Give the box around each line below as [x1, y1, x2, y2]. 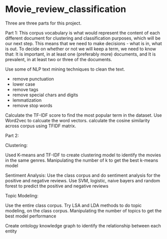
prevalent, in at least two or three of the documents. [5, 56, 112, 62]
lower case [12, 81, 35, 87]
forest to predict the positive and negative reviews [5, 183, 108, 189]
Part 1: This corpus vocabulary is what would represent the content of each [5, 30, 160, 36]
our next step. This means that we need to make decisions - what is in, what [5, 40, 162, 46]
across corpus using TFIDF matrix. [5, 123, 76, 129]
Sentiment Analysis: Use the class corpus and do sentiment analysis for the [5, 172, 161, 178]
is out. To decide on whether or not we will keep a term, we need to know [5, 46, 156, 52]
